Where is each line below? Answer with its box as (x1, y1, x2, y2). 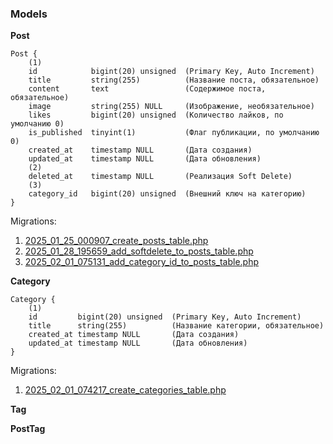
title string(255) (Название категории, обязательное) (28, 321, 325, 331)
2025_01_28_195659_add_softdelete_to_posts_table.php (24, 245, 254, 257)
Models (10, 7, 48, 21)
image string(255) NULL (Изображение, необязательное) (28, 102, 315, 112)
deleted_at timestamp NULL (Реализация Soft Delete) (28, 172, 293, 182)
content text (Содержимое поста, (28, 84, 267, 94)
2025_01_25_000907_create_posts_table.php (24, 235, 209, 247)
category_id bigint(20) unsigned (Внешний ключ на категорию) (28, 189, 307, 199)
